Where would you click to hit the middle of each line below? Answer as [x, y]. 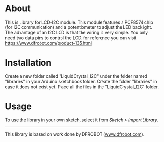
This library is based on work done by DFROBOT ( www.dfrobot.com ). [75, 134]
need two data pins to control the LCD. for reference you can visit [71, 38]
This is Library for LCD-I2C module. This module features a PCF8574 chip [79, 22]
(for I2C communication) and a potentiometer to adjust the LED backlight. [79, 27]
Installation [28, 63]
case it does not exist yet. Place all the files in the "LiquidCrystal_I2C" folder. [82, 87]
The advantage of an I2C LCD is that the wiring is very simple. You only [77, 32]
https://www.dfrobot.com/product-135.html [48, 43]
